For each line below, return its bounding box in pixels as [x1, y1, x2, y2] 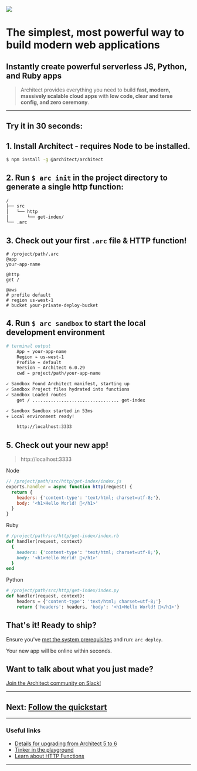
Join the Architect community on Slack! [6, 680, 101, 687]
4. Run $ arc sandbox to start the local [6, 318, 146, 328]
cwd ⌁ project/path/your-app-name [16, 371, 101, 376]
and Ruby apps [6, 70, 62, 81]
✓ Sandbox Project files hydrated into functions [6, 386, 130, 392]
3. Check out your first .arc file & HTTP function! [6, 236, 187, 246]
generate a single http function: [6, 182, 124, 192]
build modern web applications [6, 38, 160, 52]
